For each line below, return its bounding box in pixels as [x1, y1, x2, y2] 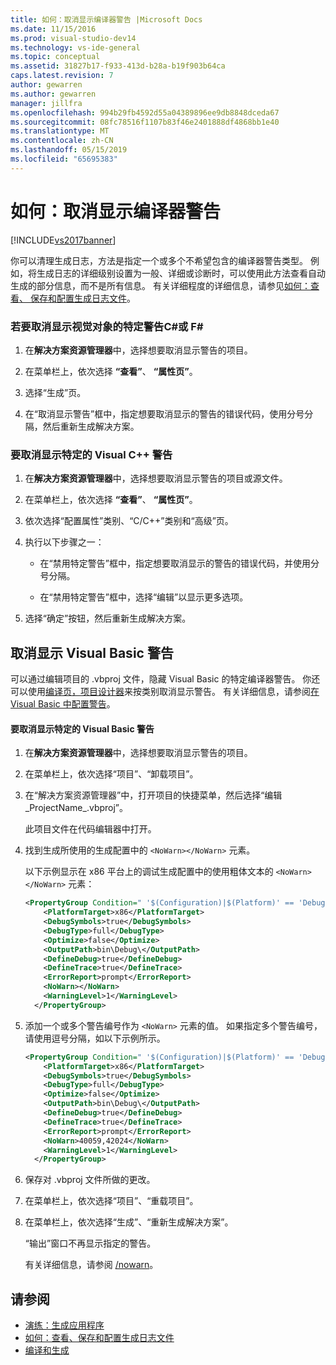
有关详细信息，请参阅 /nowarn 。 [24, 1259, 159, 1271]
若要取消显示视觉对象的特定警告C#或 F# [10, 319, 204, 333]
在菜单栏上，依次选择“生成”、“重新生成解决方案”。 [24, 1216, 234, 1228]
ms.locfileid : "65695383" [10, 154, 118, 164]
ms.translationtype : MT [10, 126, 110, 136]
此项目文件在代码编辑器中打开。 [24, 823, 157, 835]
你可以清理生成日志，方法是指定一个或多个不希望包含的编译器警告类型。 [10, 254, 308, 266]
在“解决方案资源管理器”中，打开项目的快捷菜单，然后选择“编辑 [24, 789, 283, 801]
